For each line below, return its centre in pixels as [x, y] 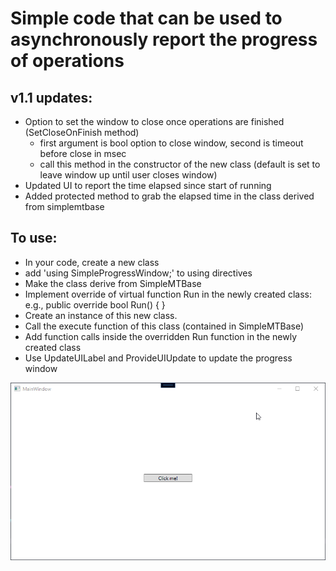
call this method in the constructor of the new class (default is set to [180, 164]
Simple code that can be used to [146, 18]
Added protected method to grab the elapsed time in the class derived [169, 196]
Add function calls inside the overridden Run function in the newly [161, 336]
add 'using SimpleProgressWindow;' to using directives [138, 273]
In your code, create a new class [92, 262]
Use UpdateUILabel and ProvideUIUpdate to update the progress [158, 358]
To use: [34, 238]
